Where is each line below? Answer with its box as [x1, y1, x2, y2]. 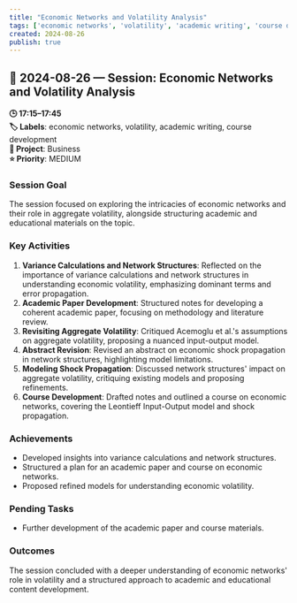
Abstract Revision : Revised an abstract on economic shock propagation [21, 344, 286, 355]
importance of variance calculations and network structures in [21, 269, 249, 279]
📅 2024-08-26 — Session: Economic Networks [9, 70, 274, 85]
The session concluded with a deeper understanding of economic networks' [9, 565, 287, 576]
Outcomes [9, 545, 56, 557]
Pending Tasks [9, 502, 74, 515]
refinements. [21, 382, 69, 393]
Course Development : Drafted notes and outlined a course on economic [21, 391, 287, 402]
